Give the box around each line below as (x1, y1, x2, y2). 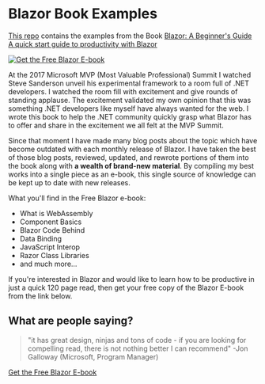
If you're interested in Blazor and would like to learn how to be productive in (8, 274, 255, 283)
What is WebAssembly (19, 208, 93, 218)
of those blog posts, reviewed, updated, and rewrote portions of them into (8, 152, 249, 162)
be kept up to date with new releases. (8, 177, 131, 187)
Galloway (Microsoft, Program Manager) (27, 352, 159, 361)
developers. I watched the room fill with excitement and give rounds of (8, 86, 238, 96)
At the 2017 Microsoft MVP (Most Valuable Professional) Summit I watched (8, 70, 252, 79)
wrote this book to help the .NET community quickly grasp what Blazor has (8, 112, 252, 121)
